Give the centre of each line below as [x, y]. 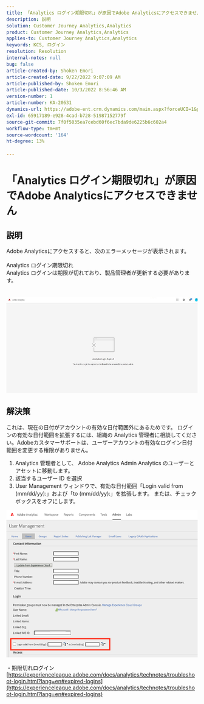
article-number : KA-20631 [39, 103]
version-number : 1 [29, 97]
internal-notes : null [34, 58]
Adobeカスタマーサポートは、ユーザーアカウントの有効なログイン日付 [105, 442]
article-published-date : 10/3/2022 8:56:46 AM [66, 90]
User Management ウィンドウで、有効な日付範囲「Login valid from [99, 486]
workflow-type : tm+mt [34, 128]
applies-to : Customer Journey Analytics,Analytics [72, 39]
